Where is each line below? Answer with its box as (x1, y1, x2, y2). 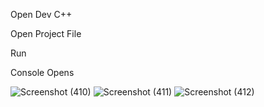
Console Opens (10, 67, 75, 78)
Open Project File (10, 28, 82, 39)
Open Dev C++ (10, 9, 73, 20)
